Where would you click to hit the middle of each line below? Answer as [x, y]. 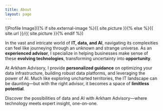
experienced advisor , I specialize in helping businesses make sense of [77, 53]
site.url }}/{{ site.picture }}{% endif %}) [44, 33]
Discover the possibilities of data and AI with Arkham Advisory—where [76, 98]
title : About [18, 10]
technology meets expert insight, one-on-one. [51, 103]
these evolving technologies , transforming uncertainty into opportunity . [79, 58]
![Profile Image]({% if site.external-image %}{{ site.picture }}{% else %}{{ [79, 28]
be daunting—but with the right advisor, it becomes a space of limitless [77, 83]
